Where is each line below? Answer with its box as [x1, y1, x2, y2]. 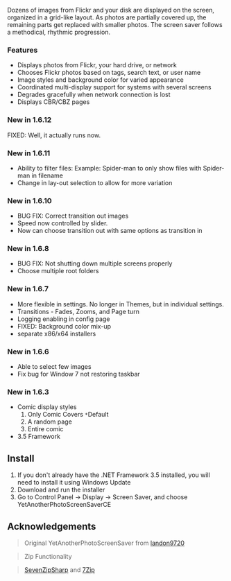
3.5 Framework [17, 433, 61, 441]
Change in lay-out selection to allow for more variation [17, 178, 173, 187]
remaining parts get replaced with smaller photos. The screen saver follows [7, 21, 223, 28]
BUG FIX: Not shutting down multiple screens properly [17, 259, 173, 268]
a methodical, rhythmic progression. [7, 28, 111, 36]
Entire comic [27, 425, 64, 433]
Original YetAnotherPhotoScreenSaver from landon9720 [24, 539, 185, 547]
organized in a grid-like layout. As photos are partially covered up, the [7, 13, 207, 21]
